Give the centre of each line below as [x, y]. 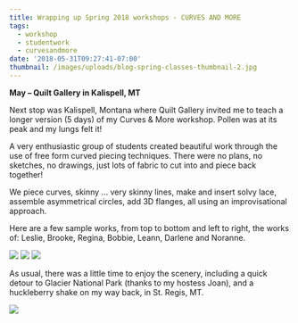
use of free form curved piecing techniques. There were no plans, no [136, 155]
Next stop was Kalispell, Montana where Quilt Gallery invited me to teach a [146, 110]
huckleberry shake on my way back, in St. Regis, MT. [107, 292]
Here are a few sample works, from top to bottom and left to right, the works [149, 228]
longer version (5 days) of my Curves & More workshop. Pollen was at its [143, 119]
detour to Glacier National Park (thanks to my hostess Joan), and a [132, 283]
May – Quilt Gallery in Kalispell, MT [75, 92]
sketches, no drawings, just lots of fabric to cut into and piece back [133, 165]
